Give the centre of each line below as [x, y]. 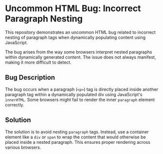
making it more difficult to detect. [38, 62]
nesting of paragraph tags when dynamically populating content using [75, 37]
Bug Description [30, 77]
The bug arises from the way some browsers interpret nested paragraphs [79, 52]
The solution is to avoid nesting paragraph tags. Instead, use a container [77, 132]
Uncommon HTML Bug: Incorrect [73, 9]
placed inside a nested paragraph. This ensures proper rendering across [78, 142]
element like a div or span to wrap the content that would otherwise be [75, 137]
